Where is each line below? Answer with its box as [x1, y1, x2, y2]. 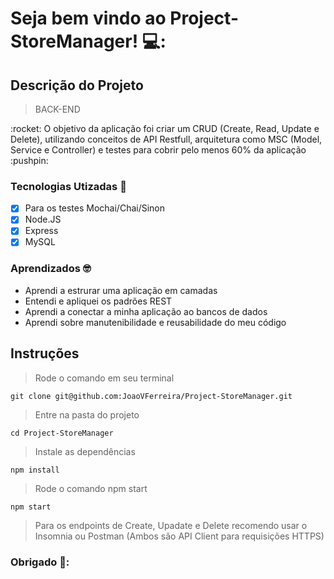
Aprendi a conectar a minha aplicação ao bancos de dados [24, 305, 268, 317]
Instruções [10, 345, 80, 362]
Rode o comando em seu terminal [34, 372, 175, 384]
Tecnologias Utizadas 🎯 [10, 179, 127, 193]
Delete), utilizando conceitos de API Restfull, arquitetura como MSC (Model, [10, 133, 323, 145]
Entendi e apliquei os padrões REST [24, 295, 173, 307]
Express [24, 225, 59, 237]
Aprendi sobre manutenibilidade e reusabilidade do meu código [24, 316, 287, 328]
